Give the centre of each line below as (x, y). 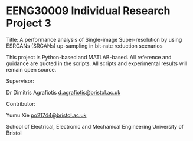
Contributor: (21, 103)
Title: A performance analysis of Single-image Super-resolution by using (94, 39)
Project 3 (29, 23)
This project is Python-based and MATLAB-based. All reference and (89, 57)
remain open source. (31, 69)
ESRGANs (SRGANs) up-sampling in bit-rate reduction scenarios (84, 46)
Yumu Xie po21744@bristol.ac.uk (46, 115)
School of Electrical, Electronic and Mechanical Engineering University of (95, 126)
